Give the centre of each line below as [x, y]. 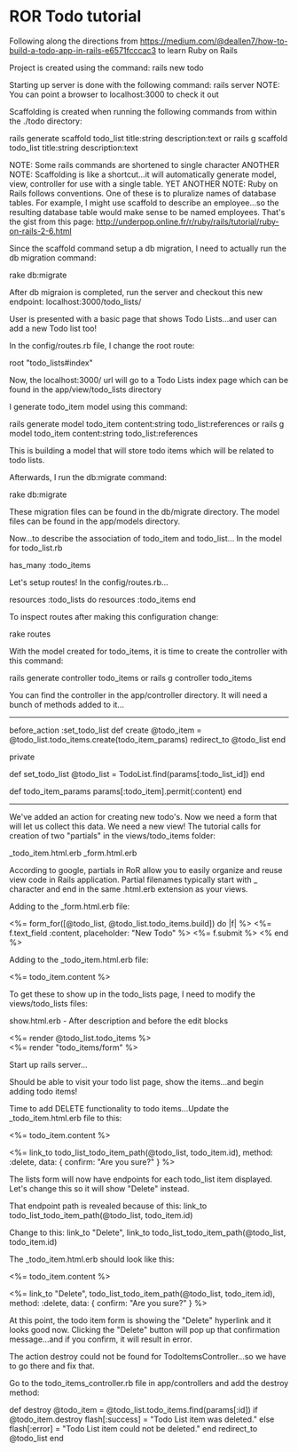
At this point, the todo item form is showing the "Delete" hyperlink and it [141, 1320]
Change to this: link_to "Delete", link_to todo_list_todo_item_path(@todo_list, [148, 1232]
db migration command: [53, 257]
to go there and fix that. [52, 1366]
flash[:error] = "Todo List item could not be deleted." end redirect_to [133, 1428]
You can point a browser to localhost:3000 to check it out [114, 94]
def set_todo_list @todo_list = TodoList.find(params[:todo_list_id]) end [137, 774]
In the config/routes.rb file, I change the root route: [102, 345]
